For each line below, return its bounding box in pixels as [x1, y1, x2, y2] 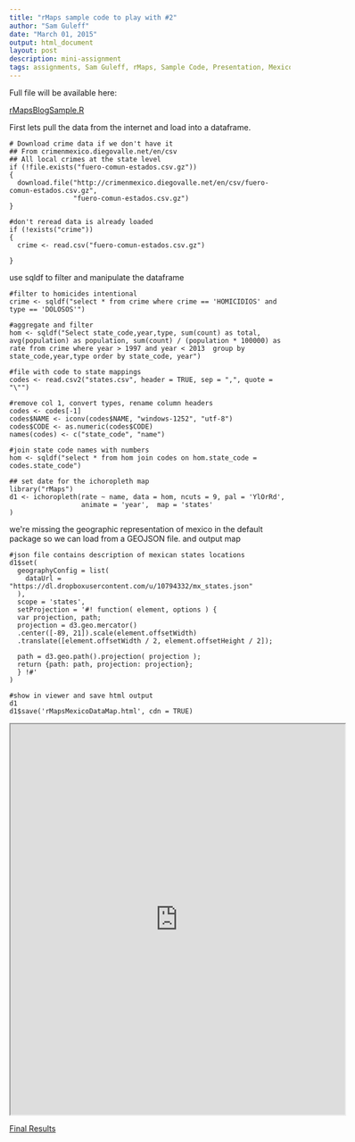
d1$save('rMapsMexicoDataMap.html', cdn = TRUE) [9, 706, 194, 715]
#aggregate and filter [9, 321, 94, 329]
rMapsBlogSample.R [9, 104, 85, 115]
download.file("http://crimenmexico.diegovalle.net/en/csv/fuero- [17, 178, 269, 188]
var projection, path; [17, 613, 102, 621]
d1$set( [9, 558, 38, 567]
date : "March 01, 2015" [9, 29, 98, 38]
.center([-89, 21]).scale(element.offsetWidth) [17, 629, 198, 638]
